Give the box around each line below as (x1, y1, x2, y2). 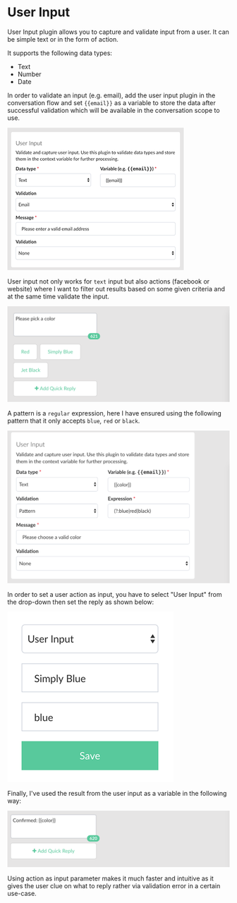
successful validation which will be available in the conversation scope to (7, 106, 220, 114)
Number (17, 70, 42, 78)
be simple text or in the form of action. (7, 35, 119, 43)
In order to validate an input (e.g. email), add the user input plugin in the (7, 91, 216, 99)
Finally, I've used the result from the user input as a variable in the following (7, 789, 227, 798)
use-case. (7, 890, 37, 898)
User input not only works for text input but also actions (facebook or (7, 277, 210, 286)
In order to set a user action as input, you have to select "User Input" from (7, 590, 222, 599)
